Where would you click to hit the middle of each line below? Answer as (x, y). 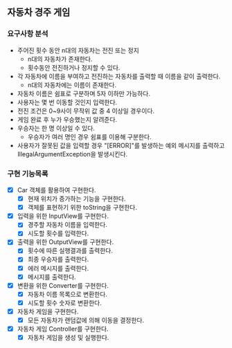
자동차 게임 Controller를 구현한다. (63, 329)
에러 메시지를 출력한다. (58, 268)
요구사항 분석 (28, 34)
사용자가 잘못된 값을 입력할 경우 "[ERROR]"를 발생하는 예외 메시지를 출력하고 (121, 145)
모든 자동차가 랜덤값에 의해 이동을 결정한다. (86, 320)
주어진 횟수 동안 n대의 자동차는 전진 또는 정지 (78, 50)
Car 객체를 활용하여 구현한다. (56, 190)
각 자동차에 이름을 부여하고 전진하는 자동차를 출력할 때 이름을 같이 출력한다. (119, 76)
